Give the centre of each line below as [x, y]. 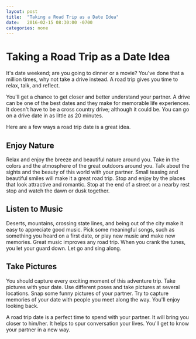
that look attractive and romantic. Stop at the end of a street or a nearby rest [98, 184]
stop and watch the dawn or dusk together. [58, 191]
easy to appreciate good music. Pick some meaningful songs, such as [90, 229]
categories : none [27, 28]
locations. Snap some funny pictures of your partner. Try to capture [87, 293]
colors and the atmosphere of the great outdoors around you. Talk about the [98, 166]
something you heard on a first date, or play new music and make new [91, 236]
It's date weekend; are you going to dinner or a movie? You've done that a [95, 73]
